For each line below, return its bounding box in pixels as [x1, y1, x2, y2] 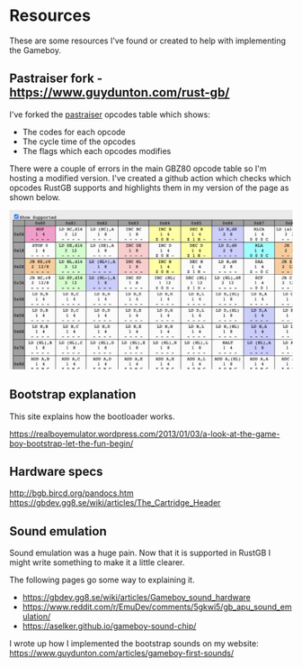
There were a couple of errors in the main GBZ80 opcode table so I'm [9, 163, 267, 174]
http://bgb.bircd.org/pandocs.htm [9, 488, 134, 498]
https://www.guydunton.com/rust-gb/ [9, 85, 230, 100]
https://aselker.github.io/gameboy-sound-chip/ [22, 621, 197, 632]
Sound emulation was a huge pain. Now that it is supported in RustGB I [9, 547, 271, 559]
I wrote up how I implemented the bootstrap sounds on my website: [9, 638, 259, 649]
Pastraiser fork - [9, 71, 103, 87]
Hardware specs [9, 463, 103, 479]
